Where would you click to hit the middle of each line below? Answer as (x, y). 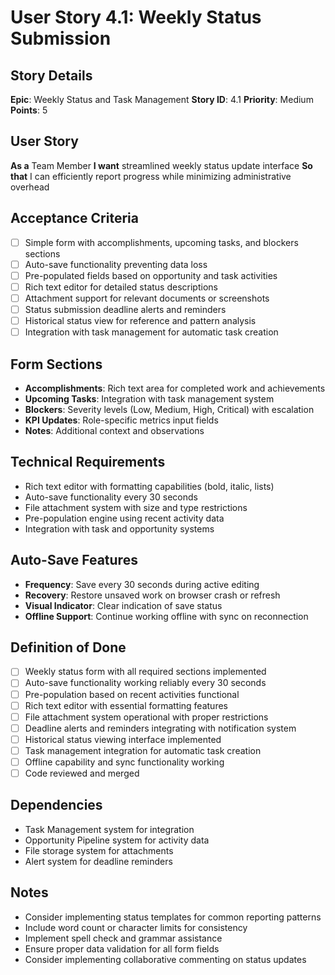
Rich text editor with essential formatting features (126, 705)
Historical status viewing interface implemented (123, 739)
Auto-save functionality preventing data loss (116, 264)
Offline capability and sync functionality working (124, 762)
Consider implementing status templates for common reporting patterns (173, 917)
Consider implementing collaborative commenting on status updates (165, 959)
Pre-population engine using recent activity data (124, 518)
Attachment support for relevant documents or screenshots (147, 298)
